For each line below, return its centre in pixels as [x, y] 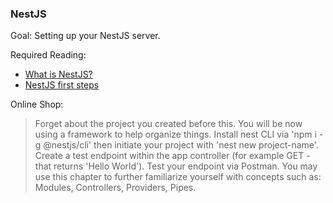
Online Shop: [37, 104]
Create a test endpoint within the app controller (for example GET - [172, 156]
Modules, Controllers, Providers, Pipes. [115, 188]
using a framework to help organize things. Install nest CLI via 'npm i [175, 134]
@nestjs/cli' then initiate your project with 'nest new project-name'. [181, 145]
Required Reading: [48, 55]
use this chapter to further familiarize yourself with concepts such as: [178, 177]
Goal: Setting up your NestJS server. [85, 36]
